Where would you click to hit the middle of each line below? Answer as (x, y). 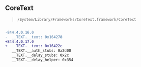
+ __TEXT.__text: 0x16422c (34, 46)
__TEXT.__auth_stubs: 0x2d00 (41, 51)
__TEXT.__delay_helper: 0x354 (42, 60)
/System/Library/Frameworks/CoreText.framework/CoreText (77, 19)
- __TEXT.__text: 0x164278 (34, 37)
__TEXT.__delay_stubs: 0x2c (40, 55)
